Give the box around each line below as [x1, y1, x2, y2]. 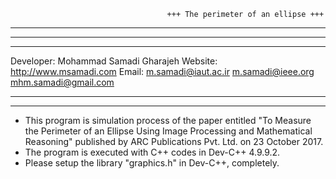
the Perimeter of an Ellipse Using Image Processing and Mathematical [24, 125, 313, 137]
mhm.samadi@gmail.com [10, 76, 115, 88]
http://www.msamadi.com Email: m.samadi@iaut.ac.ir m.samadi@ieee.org [10, 66, 315, 77]
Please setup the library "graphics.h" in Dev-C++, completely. [24, 157, 280, 169]
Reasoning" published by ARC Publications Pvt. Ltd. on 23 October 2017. [24, 136, 324, 147]
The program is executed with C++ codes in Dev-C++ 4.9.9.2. [24, 146, 281, 158]
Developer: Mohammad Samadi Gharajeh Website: [10, 55, 218, 67]
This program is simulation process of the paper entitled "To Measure [24, 115, 312, 126]
